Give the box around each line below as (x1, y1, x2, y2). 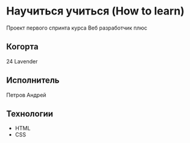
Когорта (6, 42, 39, 52)
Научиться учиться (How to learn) (6, 4, 185, 18)
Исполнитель (6, 75, 60, 86)
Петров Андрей (6, 91, 46, 98)
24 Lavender (6, 57, 38, 65)
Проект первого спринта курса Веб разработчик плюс (6, 24, 148, 31)
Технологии (6, 109, 53, 119)
